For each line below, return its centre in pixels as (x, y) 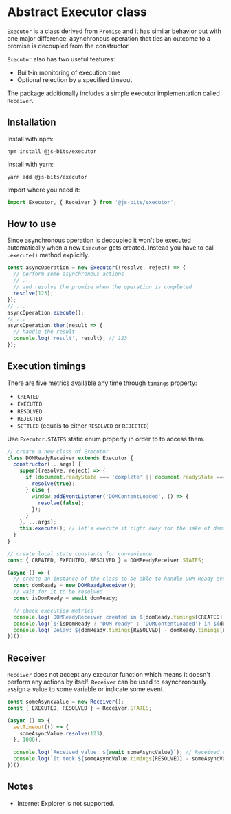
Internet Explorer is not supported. (66, 803)
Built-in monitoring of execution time (69, 72)
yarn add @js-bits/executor (47, 177)
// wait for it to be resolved (58, 592)
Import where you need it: (44, 190)
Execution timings (47, 366)
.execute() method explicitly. (48, 255)
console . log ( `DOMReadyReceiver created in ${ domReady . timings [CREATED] (118, 617)
